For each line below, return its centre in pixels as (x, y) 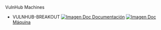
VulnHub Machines (25, 7)
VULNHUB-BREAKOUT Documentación (69, 17)
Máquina (22, 22)
